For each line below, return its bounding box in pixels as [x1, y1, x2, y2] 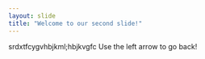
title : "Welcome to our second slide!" [8, 19, 143, 27]
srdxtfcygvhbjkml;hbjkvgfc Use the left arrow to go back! [8, 41, 198, 51]
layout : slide [8, 11, 56, 20]
